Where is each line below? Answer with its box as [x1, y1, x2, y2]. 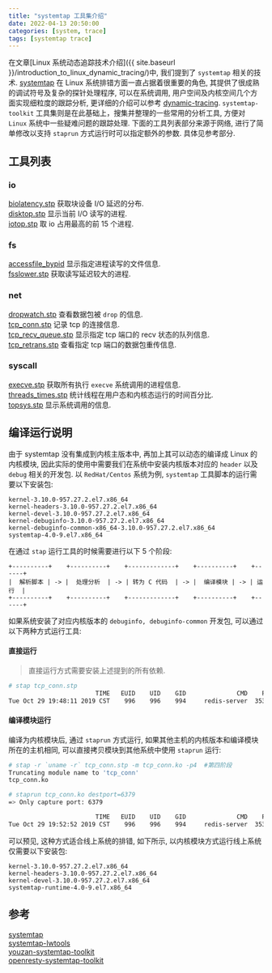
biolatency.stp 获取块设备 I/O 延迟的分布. [8, 198, 144, 208]
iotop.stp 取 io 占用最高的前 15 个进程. [8, 219, 134, 228]
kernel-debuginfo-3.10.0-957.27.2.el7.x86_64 [8, 516, 164, 525]
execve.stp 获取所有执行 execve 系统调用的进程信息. [8, 380, 181, 389]
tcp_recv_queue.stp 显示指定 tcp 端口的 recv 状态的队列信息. [8, 329, 210, 339]
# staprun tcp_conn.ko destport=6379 [8, 791, 136, 799]
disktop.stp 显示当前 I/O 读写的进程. [8, 208, 128, 219]
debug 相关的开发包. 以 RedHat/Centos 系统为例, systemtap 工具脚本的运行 [8, 469, 251, 478]
